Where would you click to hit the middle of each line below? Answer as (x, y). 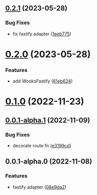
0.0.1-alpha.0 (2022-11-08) (49, 162)
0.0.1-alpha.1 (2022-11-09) (48, 120)
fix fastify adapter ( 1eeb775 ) (42, 34)
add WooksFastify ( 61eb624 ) (43, 81)
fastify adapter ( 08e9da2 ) (39, 187)
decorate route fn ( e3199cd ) (42, 146)
